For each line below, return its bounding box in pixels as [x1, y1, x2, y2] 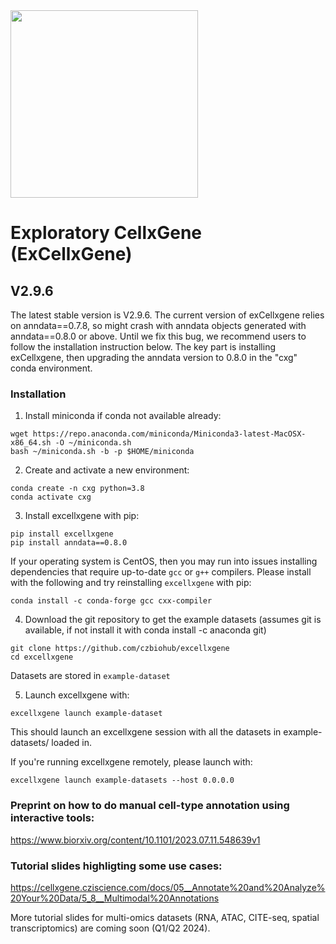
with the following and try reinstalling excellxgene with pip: [10, 577, 252, 589]
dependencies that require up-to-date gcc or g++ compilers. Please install [10, 566, 312, 578]
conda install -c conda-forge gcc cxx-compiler [10, 596, 213, 606]
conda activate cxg [10, 492, 92, 503]
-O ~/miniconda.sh [54, 438, 132, 448]
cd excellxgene [10, 652, 74, 663]
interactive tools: [10, 811, 95, 825]
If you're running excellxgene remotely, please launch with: [10, 756, 253, 768]
